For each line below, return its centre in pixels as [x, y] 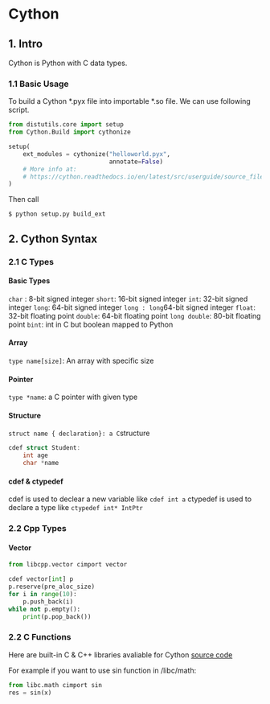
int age [35, 455]
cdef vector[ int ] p [41, 579]
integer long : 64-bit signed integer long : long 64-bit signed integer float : [132, 307]
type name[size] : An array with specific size [81, 361]
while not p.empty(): [45, 609]
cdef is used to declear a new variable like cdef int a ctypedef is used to [130, 499]
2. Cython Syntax [53, 239]
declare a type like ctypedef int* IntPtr [76, 508]
